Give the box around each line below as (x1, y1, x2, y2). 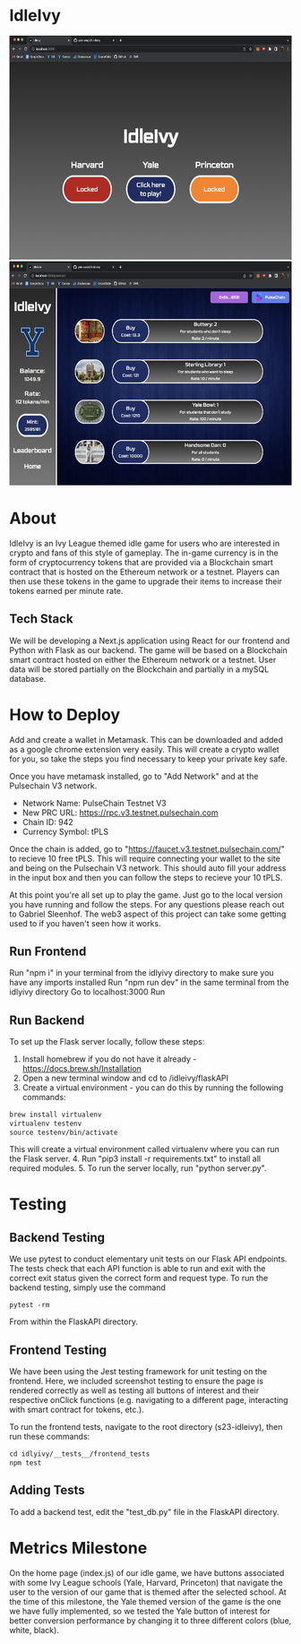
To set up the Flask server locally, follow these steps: (9, 1037, 205, 1047)
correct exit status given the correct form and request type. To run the (9, 1273, 269, 1284)
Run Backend (9, 1012, 85, 1028)
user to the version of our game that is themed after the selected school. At (9, 1587, 287, 1597)
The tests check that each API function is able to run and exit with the (9, 1263, 266, 1274)
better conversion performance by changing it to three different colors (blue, (9, 1614, 292, 1626)
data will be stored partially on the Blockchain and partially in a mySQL (9, 664, 270, 675)
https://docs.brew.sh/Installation (21, 1063, 142, 1074)
